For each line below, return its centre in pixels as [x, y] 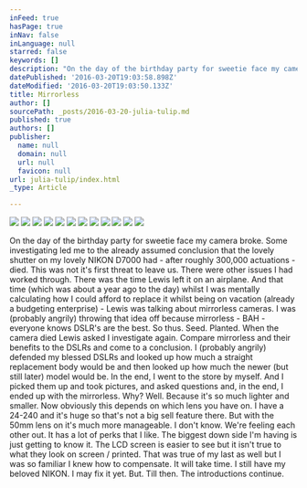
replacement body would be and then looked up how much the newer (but [149, 367]
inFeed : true [34, 18]
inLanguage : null [42, 43]
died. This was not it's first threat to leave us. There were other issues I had [151, 270]
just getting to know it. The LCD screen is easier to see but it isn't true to [145, 445]
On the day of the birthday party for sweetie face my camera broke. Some [148, 241]
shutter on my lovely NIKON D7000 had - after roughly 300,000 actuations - [153, 260]
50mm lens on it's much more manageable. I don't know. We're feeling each [153, 425]
